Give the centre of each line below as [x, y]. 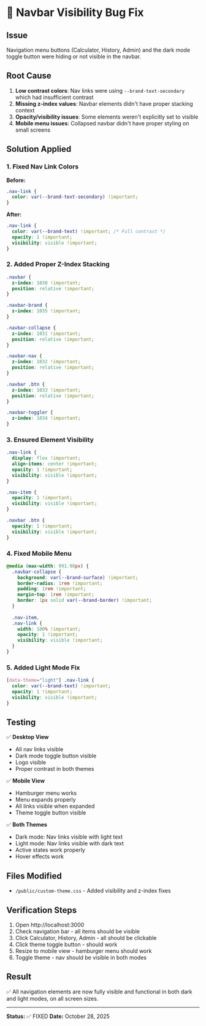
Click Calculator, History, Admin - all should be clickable [86, 938]
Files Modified [34, 876]
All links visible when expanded [55, 806]
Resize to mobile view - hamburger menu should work [83, 951]
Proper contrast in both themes [55, 769]
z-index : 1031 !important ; [46, 333]
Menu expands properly [45, 800]
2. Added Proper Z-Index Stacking [58, 264]
